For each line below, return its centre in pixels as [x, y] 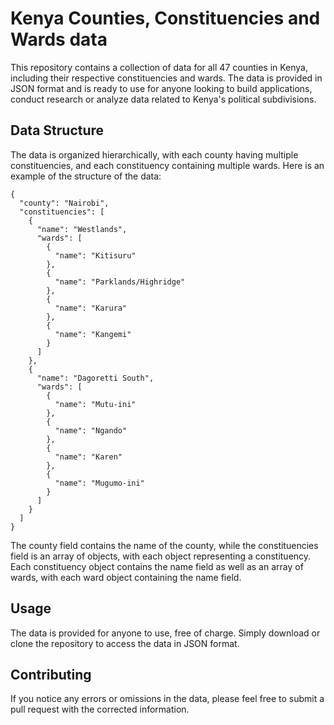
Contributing [51, 674]
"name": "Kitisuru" [95, 255]
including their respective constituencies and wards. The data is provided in [166, 78]
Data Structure [57, 130]
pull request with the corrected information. [100, 709]
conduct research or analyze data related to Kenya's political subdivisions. [163, 99]
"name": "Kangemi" [93, 334]
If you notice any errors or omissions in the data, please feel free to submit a [167, 699]
